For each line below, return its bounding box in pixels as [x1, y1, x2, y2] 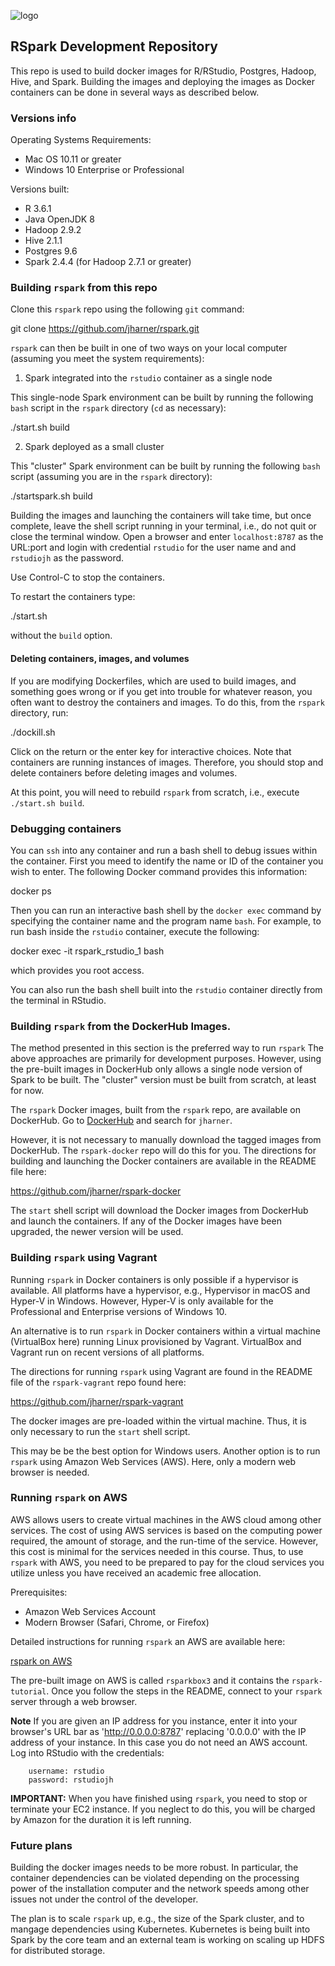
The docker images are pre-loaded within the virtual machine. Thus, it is [10, 1415, 307, 1427]
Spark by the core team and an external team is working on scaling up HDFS [10, 1934, 325, 1946]
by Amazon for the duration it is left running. [10, 1813, 192, 1825]
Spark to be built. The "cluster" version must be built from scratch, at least [10, 1074, 317, 1086]
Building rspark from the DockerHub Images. [10, 1019, 232, 1033]
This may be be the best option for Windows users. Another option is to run [10, 1445, 321, 1457]
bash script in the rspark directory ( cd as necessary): [10, 402, 227, 414]
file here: [10, 1166, 47, 1178]
